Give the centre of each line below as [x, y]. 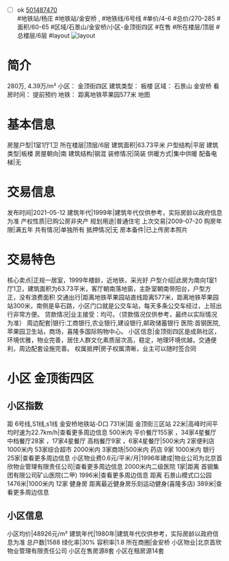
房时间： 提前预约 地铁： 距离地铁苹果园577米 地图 [79, 94]
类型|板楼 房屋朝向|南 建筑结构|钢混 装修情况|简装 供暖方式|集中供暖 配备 [109, 153]
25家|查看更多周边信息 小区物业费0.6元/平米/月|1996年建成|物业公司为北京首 [115, 458]
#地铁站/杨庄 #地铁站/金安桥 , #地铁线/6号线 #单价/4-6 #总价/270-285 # [119, 18]
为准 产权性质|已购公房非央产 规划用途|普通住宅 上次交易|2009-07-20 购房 [112, 221]
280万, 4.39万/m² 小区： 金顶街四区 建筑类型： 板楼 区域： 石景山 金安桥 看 [113, 86]
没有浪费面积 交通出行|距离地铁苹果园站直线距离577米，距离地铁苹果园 [119, 297]
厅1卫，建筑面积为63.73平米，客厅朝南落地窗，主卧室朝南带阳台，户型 [106, 288]
